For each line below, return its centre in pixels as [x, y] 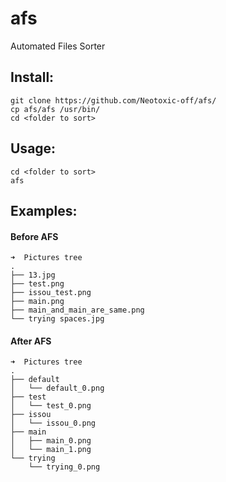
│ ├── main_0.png [51, 441]
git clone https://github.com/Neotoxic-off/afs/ [113, 100]
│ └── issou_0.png [53, 423]
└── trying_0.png [64, 467]
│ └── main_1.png [51, 450]
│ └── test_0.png [51, 406]
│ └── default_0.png [57, 388]
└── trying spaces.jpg [57, 319]
